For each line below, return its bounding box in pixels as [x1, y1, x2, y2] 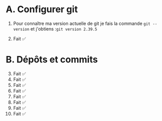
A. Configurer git [6, 4, 78, 15]
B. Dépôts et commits [6, 54, 98, 66]
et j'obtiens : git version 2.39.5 [30, 25, 98, 32]
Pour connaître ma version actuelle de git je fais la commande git [13, 20, 151, 26]
